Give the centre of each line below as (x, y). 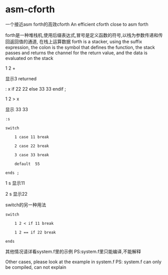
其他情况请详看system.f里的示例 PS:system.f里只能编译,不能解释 (73, 251)
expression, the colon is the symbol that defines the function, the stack (80, 47)
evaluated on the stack (29, 58)
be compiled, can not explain (36, 267)
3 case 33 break (32, 155)
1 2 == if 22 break (35, 232)
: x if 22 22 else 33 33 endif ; (36, 89)
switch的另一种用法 (26, 205)
